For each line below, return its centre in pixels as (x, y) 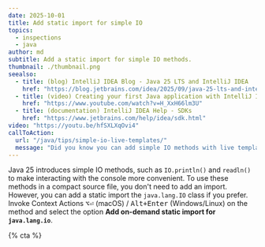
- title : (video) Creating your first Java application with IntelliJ (134, 96)
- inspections (38, 37)
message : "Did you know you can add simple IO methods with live (125, 148)
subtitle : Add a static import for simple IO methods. (100, 60)
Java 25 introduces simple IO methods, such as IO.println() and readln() (130, 170)
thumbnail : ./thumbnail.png (54, 67)
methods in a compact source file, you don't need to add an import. (118, 187)
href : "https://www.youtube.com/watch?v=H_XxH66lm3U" (112, 103)
